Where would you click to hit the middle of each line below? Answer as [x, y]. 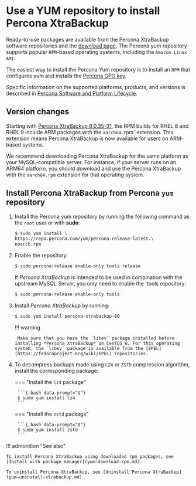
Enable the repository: [41, 256]
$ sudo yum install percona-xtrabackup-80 [67, 316]
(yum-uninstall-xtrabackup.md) [44, 477]
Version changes [38, 112]
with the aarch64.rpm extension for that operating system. [75, 175]
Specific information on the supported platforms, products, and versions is [96, 87]
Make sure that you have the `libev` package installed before [96, 338]
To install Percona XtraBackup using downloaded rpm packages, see [90, 456]
